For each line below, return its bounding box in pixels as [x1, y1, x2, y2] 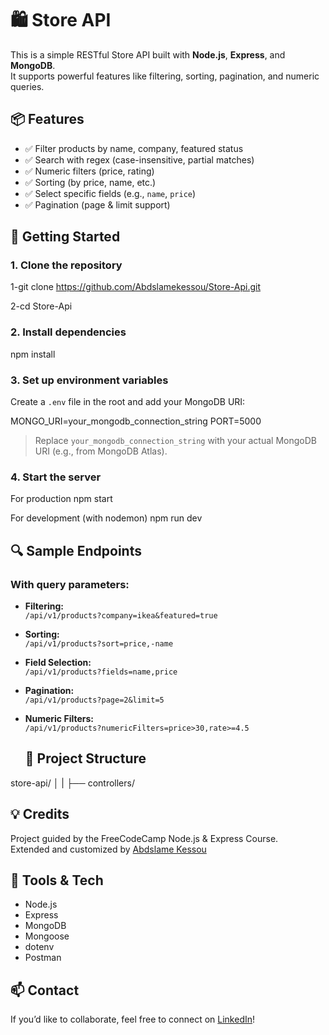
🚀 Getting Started [10, 228, 121, 246]
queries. [10, 80, 45, 92]
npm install [10, 348, 56, 360]
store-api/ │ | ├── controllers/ [10, 777, 135, 789]
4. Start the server [10, 470, 102, 484]
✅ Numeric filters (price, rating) [24, 165, 155, 177]
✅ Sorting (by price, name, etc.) [24, 176, 157, 188]
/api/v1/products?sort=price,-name [24, 639, 174, 649]
